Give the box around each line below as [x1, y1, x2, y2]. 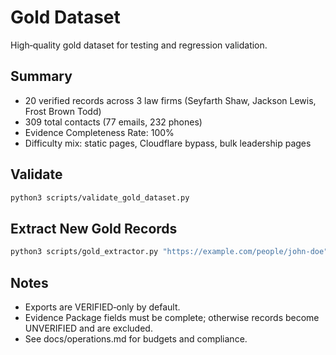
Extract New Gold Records [10, 220, 178, 237]
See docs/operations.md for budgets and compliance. [24, 332, 248, 345]
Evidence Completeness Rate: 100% [24, 126, 175, 138]
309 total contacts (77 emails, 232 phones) [24, 116, 203, 128]
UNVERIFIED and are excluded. [24, 322, 153, 334]
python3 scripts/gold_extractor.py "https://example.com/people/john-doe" [10, 247, 329, 257]
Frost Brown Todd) [24, 105, 102, 117]
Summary [10, 68, 73, 85]
